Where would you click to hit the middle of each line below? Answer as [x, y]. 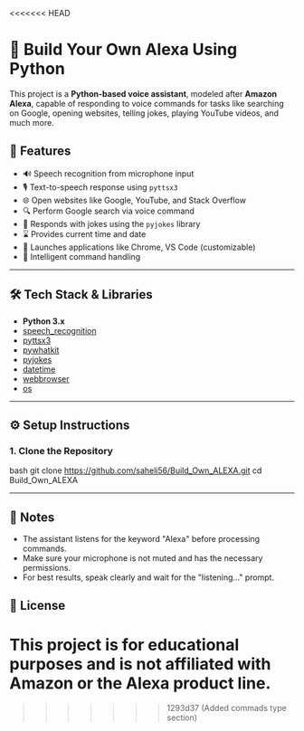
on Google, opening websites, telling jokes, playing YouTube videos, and [144, 113]
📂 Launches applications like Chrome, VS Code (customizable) [139, 247]
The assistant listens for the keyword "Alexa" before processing [141, 539]
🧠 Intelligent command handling [81, 256]
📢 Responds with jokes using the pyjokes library [111, 223]
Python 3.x [43, 321]
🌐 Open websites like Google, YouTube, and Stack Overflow [134, 200]
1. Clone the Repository [61, 451]
